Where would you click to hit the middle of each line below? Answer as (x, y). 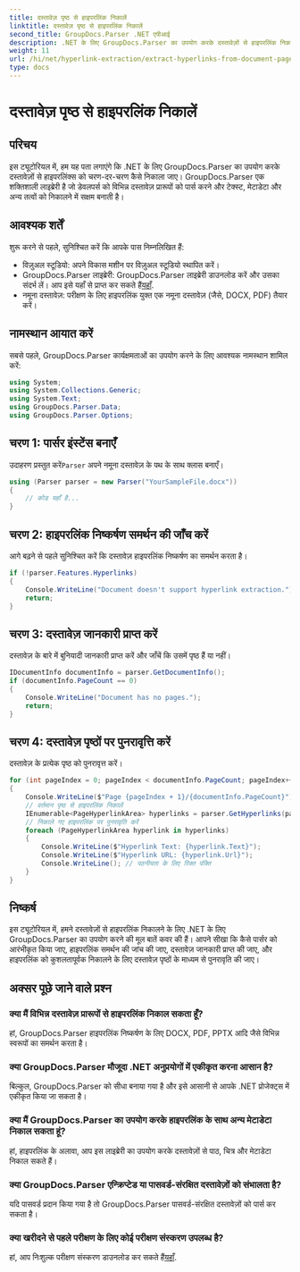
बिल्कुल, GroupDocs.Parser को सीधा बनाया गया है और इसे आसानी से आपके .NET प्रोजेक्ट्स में (150, 1086)
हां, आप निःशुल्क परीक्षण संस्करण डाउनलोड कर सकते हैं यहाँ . (93, 1258)
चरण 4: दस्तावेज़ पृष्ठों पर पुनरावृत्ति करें (90, 741)
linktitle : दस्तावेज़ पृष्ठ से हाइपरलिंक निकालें (76, 26)
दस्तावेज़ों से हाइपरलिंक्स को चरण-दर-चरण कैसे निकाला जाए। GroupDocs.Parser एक (137, 176)
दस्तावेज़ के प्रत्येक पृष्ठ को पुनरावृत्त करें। (66, 763)
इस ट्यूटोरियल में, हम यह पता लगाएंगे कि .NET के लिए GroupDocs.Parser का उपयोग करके (145, 166)
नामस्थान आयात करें (51, 334)
